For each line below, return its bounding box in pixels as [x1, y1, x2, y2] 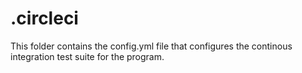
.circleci [10, 7, 79, 30]
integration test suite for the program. [10, 50, 165, 62]
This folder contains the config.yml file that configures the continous [10, 40, 293, 52]
